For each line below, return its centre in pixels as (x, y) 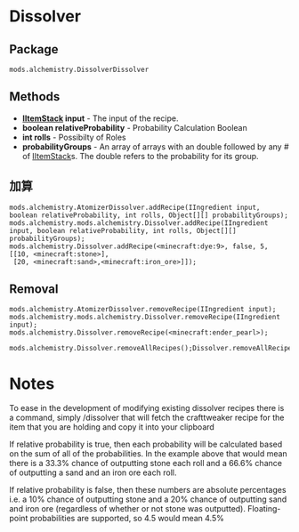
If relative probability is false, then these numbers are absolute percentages (148, 490)
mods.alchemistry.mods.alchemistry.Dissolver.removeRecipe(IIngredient (145, 318)
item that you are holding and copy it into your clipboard (112, 427)
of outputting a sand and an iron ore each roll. (93, 472)
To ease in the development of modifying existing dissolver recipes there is (147, 408)
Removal (34, 290)
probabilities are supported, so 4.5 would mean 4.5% (127, 519)
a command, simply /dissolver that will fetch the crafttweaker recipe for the (147, 418)
